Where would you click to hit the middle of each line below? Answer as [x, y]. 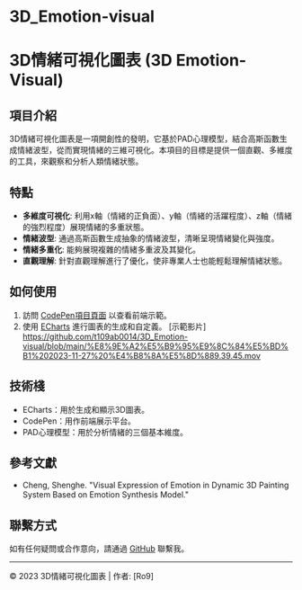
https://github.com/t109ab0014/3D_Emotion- [105, 336]
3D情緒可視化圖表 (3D [91, 61]
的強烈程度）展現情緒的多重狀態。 [85, 227]
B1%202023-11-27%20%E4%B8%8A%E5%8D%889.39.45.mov [141, 355]
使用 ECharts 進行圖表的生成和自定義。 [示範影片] [114, 326]
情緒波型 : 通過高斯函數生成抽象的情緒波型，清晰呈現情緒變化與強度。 [151, 238]
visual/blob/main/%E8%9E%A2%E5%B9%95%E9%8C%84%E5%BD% [155, 346]
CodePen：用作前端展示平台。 [79, 421]
